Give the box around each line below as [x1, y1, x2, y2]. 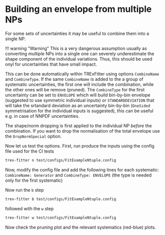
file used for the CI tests [5, 148, 55, 154]
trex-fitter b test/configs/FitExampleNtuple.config [5, 196, 116, 202]
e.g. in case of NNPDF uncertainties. [5, 113, 80, 119]
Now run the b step [5, 187, 44, 193]
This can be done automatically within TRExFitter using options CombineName [5, 71, 160, 77]
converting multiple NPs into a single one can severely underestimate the [5, 51, 155, 57]
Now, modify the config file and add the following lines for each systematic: [5, 166, 160, 172]
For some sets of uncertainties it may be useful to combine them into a [5, 30, 150, 36]
